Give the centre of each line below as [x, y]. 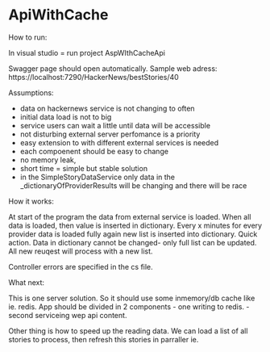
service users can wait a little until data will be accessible [115, 125]
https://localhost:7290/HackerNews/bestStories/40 [93, 77]
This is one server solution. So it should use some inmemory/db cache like [132, 298]
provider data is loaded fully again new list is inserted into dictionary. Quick [133, 234]
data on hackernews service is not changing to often [107, 108]
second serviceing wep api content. [68, 315]
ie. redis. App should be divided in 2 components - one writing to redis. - [129, 306]
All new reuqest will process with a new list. [81, 251]
